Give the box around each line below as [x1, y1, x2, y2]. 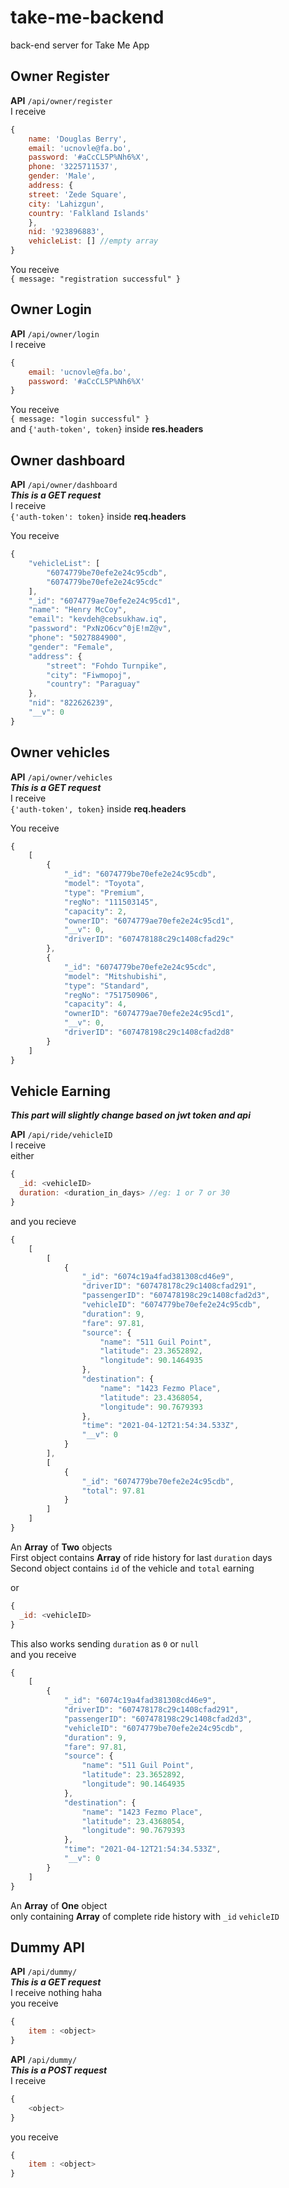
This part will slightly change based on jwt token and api [10, 1109, 251, 1121]
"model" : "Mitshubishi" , [63, 971, 168, 981]
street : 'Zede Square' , [28, 189, 128, 200]
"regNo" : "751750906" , [63, 990, 159, 1000]
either [10, 1150, 35, 1162]
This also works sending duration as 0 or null [10, 1637, 200, 1650]
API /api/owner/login [10, 327, 100, 340]
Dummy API [10, 1939, 86, 1956]
